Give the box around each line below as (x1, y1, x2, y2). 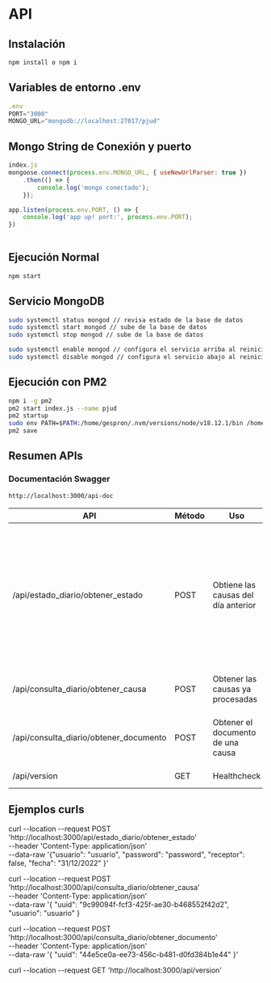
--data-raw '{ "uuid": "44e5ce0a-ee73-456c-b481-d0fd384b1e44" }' (8, 950, 239, 960)
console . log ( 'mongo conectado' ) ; (37, 184, 150, 192)
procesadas (212, 693, 258, 704)
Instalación (8, 37, 66, 51)
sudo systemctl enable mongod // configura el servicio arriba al (8, 345, 236, 354)
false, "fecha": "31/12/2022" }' (8, 859, 109, 868)
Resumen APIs (8, 449, 83, 463)
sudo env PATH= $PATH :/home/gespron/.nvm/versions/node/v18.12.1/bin (8, 420, 244, 428)
